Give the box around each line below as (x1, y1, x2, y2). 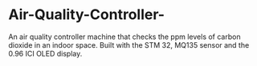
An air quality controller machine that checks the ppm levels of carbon (8, 32, 241, 41)
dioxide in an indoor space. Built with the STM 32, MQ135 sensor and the (8, 40, 250, 49)
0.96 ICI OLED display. (8, 49, 83, 58)
